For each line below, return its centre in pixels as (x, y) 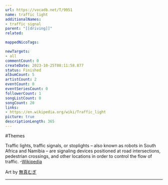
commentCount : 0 (22, 61)
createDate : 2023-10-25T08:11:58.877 (44, 65)
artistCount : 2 (21, 79)
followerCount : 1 (23, 94)
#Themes (15, 136)
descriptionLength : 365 (30, 122)
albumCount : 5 (20, 75)
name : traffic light (27, 15)
